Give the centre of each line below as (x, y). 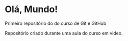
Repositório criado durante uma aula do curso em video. (64, 33)
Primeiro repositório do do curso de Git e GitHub (56, 23)
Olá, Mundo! (31, 9)
